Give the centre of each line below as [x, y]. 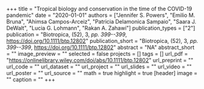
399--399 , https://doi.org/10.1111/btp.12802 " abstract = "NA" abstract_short [100, 47]
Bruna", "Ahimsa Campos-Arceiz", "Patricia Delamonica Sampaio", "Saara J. [101, 21]
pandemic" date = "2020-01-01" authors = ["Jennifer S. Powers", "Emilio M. [101, 15]
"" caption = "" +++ [31, 79]
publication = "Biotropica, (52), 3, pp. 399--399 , [67, 35]
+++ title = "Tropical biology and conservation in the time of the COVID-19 [99, 9]
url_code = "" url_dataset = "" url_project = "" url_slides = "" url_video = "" [99, 67]
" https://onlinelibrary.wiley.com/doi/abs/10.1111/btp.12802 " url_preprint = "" [100, 60]
